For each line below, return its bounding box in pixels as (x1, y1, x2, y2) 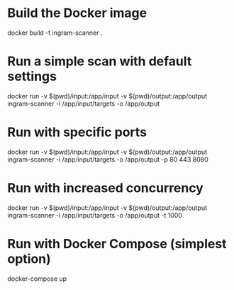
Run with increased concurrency (7, 180, 204, 196)
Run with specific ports (7, 124, 147, 140)
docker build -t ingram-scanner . (7, 28, 103, 37)
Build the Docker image (7, 5, 147, 21)
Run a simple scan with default (7, 53, 192, 69)
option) (7, 250, 51, 267)
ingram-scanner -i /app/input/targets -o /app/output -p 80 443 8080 (7, 155, 208, 164)
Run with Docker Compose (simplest (7, 235, 227, 252)
